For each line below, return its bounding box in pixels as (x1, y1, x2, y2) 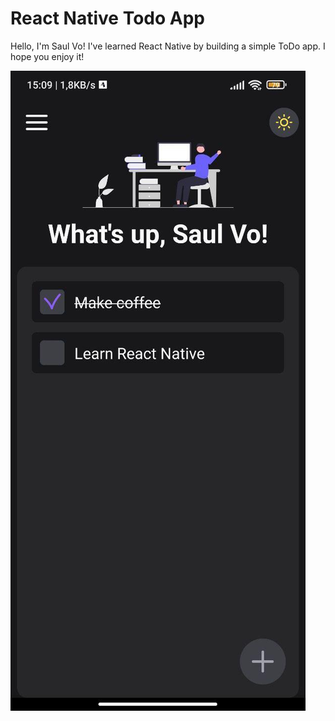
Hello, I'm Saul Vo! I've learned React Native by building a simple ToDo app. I (10, 40, 326, 52)
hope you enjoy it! (10, 50, 85, 62)
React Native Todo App (10, 7, 205, 30)
